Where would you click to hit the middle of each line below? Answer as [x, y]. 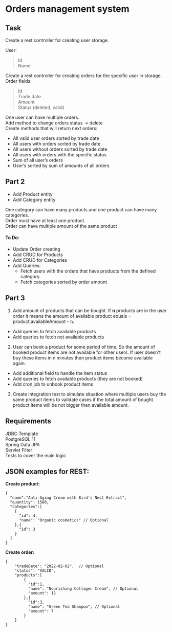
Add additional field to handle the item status [60, 373]
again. [19, 363]
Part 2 [15, 182]
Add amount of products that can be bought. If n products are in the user [90, 310]
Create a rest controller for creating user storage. [57, 40]
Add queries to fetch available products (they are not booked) [78, 378]
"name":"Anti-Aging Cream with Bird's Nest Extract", [68, 498]
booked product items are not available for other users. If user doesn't [87, 352]
